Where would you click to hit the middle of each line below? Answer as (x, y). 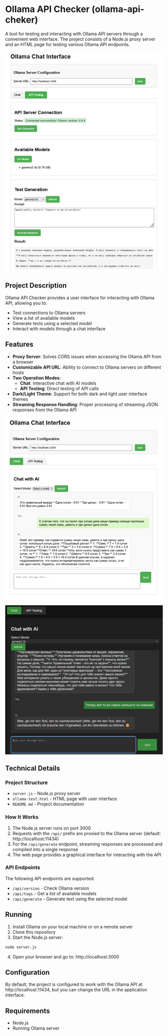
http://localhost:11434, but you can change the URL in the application (76, 990)
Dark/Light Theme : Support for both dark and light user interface (80, 394)
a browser (23, 362)
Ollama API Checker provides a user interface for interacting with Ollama (80, 298)
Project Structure (26, 783)
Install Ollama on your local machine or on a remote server (72, 927)
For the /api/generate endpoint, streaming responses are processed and (87, 844)
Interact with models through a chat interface (59, 329)
